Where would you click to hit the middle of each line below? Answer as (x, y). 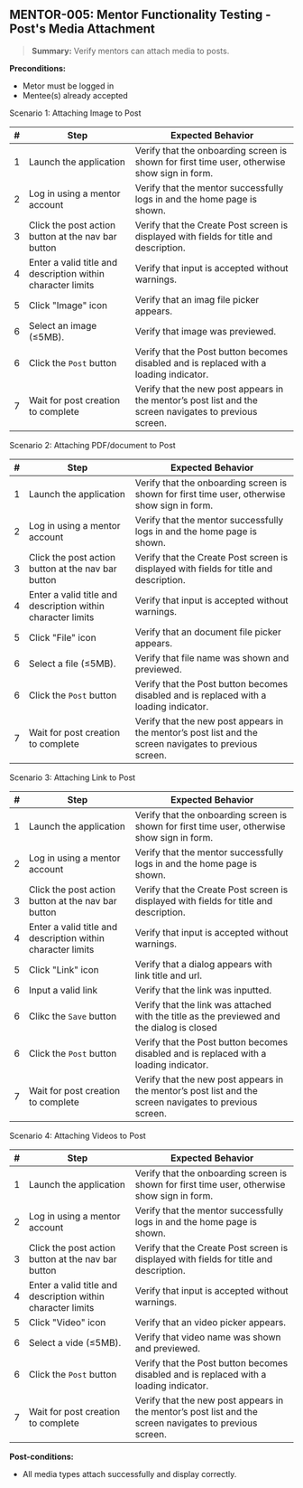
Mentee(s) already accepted (75, 95)
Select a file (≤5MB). (72, 664)
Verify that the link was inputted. (203, 990)
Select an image (63, 325)
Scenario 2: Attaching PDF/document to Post (92, 445)
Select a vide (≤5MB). (75, 1342)
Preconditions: (37, 68)
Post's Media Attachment (83, 29)
